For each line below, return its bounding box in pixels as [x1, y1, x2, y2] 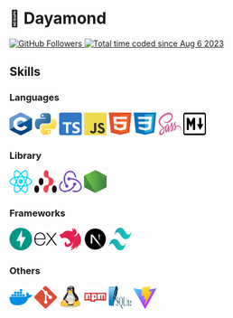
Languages [9, 91, 61, 104]
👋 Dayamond [9, 8, 107, 29]
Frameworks [9, 207, 66, 220]
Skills [9, 64, 41, 79]
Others [9, 265, 41, 277]
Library [9, 149, 42, 162]
